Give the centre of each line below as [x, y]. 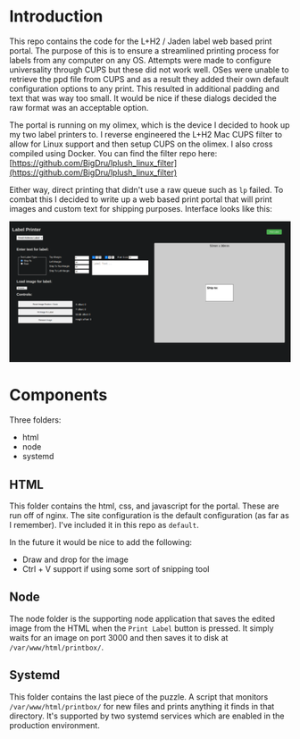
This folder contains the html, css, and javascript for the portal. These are [144, 506]
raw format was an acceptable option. [79, 107]
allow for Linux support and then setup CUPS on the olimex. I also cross [141, 144]
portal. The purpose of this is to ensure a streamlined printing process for [144, 50]
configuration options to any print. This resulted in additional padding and [144, 88]
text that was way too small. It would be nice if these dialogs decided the [143, 98]
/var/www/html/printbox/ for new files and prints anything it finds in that [142, 706]
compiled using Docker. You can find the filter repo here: [113, 153]
